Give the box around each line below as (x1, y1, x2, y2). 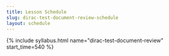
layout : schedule (6, 20, 51, 26)
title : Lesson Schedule (6, 9, 67, 15)
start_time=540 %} (6, 43, 54, 51)
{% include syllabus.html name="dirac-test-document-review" (6, 37, 164, 44)
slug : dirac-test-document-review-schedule (6, 15, 119, 21)
